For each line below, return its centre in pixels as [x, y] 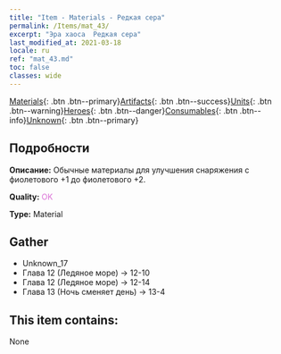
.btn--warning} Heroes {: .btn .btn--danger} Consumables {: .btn [124, 110]
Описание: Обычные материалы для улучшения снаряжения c [129, 170]
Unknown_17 [45, 264]
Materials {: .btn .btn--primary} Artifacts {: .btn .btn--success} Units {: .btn [140, 101]
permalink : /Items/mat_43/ [59, 26]
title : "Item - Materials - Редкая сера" [87, 17]
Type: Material [36, 214]
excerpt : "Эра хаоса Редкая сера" [75, 34]
